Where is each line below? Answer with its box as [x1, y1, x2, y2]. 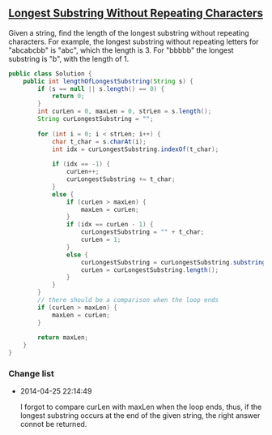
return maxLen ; [37, 334, 89, 342]
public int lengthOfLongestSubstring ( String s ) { [23, 77, 194, 85]
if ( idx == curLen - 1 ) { [66, 221, 154, 229]
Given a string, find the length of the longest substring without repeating [8, 28, 249, 37]
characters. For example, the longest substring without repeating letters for [8, 37, 259, 46]
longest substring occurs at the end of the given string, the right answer [19, 411, 261, 420]
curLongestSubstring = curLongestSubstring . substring [80, 258, 266, 266]
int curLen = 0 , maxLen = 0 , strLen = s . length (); [37, 107, 212, 116]
